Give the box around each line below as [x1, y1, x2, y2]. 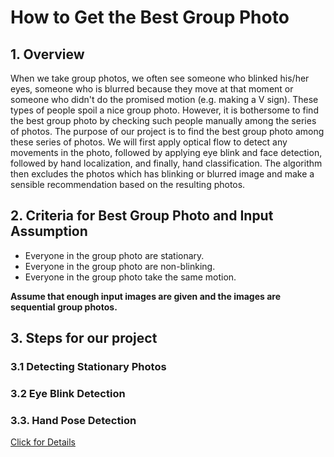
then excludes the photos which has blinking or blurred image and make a [10, 168, 315, 180]
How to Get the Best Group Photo [10, 6, 290, 29]
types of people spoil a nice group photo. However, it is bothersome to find [10, 104, 319, 116]
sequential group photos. [10, 301, 118, 313]
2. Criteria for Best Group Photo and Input [10, 207, 274, 225]
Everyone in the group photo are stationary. [24, 249, 205, 261]
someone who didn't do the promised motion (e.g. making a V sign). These [10, 94, 319, 105]
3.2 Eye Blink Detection [10, 387, 126, 401]
